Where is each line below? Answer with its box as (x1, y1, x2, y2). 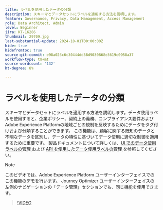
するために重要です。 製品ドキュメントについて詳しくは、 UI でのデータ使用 (5, 140, 157, 146)
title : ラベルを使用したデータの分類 (5, 7, 72, 12)
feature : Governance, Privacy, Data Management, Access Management (5, 16, 145, 21)
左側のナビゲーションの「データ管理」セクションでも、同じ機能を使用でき (5, 184, 154, 190)
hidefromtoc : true (5, 48, 42, 52)
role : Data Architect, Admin (5, 20, 64, 26)
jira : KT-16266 (5, 30, 36, 35)
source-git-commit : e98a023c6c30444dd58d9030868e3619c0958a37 (5, 52, 134, 57)
